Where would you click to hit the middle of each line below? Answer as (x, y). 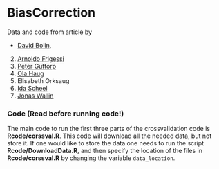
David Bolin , (34, 45)
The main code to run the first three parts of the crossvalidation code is (109, 129)
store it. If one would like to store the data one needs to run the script (106, 143)
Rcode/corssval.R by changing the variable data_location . (91, 158)
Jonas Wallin (35, 96)
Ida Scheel (32, 88)
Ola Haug (30, 73)
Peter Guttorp (37, 66)
